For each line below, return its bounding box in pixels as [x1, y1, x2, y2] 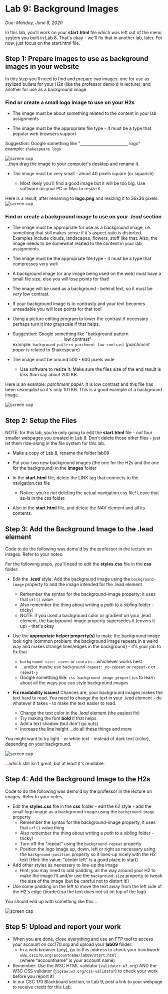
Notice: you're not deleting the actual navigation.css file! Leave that [19, 490, 159, 496]
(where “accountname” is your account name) [19, 957, 115, 963]
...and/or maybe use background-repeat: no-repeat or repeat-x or [19, 663, 156, 670]
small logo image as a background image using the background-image [12, 808, 154, 814]
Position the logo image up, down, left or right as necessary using [19, 846, 155, 852]
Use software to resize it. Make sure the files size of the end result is [19, 366, 161, 372]
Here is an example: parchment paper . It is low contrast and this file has [5, 381, 153, 387]
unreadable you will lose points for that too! [12, 306, 102, 312]
